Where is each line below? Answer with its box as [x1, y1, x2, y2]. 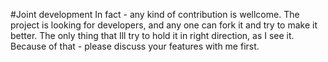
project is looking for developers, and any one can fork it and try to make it [10, 19, 318, 31]
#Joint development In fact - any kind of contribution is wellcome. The [10, 9, 300, 20]
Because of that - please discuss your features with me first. [10, 40, 260, 52]
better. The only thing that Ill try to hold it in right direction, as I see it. [10, 30, 295, 41]
